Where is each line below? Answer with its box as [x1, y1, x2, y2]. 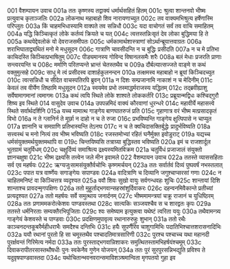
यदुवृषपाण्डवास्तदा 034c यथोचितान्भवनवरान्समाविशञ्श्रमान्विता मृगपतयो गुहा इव [7, 254, 176, 261]
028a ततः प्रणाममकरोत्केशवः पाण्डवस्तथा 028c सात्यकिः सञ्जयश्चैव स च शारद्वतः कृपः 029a [7, 200, 211, 207]
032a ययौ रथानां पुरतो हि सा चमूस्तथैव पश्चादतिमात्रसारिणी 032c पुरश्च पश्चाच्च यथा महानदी [7, 231, 209, 238]
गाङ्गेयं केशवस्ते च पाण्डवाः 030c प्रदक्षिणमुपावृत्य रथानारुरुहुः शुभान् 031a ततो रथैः [7, 215, 186, 223]
